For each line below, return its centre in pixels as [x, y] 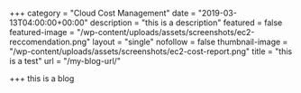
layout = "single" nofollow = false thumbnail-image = [190, 42]
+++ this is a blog [42, 79]
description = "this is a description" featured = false [186, 23]
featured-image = [42, 32]
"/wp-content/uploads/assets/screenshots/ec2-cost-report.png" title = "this [151, 51]
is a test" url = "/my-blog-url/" [65, 61]
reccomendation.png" [50, 42]
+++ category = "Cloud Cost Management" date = [103, 13]
